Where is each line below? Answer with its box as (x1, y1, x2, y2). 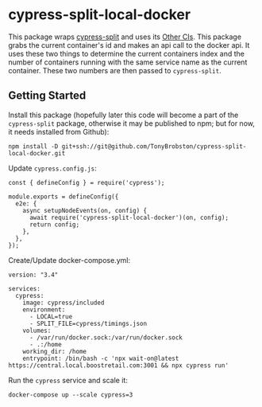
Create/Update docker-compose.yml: (8, 255, 131, 264)
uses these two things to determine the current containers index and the (8, 49, 245, 58)
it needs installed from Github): (8, 127, 110, 136)
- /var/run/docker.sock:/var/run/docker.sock (29, 333, 183, 342)
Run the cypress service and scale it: (8, 375, 129, 385)
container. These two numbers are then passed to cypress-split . (8, 65, 222, 75)
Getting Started (8, 89, 87, 103)
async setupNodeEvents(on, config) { (22, 206, 148, 214)
